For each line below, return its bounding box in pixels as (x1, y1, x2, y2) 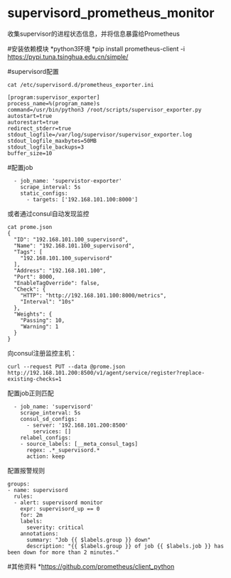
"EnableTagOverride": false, (14, 279, 100, 287)
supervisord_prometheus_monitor (7, 5, 215, 21)
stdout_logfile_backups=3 (7, 144, 84, 151)
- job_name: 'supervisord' (14, 403, 94, 410)
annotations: (20, 530, 59, 537)
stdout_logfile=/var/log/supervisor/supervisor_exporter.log (7, 131, 193, 138)
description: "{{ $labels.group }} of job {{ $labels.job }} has (26, 542, 224, 550)
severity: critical (26, 524, 84, 531)
